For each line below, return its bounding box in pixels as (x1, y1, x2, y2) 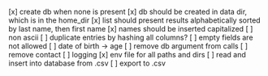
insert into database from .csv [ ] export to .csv (8, 58, 166, 68)
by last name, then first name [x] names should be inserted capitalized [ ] (8, 24, 253, 33)
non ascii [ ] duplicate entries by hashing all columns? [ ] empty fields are (8, 32, 253, 42)
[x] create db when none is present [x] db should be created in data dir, (8, 7, 248, 16)
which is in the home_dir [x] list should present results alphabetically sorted (8, 15, 262, 25)
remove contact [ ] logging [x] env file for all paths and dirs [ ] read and (8, 50, 246, 59)
